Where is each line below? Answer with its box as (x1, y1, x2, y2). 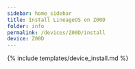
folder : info (7, 23, 45, 29)
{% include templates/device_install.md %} (7, 54, 129, 62)
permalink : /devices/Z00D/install (7, 29, 106, 36)
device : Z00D (7, 36, 45, 42)
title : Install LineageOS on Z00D (7, 16, 106, 23)
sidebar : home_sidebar (7, 10, 72, 17)
